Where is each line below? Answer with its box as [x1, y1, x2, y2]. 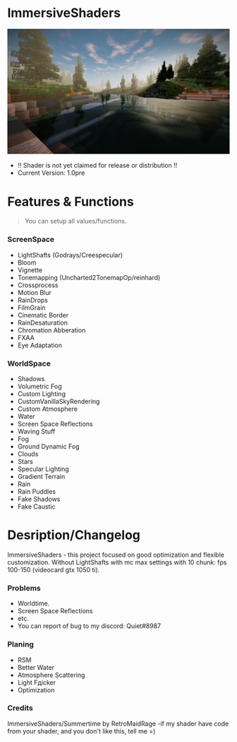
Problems [7, 583, 41, 593]
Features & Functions [7, 193, 134, 209]
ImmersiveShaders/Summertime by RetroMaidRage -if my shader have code [7, 719, 229, 728]
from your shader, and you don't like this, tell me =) [7, 726, 156, 735]
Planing [7, 639, 34, 649]
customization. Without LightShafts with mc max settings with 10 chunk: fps [7, 557, 227, 567]
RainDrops [17, 296, 48, 304]
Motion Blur [17, 288, 51, 296]
